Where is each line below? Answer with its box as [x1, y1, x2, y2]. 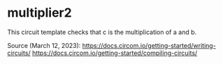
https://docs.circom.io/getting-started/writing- [82, 41, 217, 49]
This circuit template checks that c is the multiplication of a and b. [7, 28, 197, 36]
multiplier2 [7, 5, 72, 21]
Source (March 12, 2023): [7, 41, 81, 49]
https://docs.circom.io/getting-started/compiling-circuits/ [31, 49, 198, 57]
